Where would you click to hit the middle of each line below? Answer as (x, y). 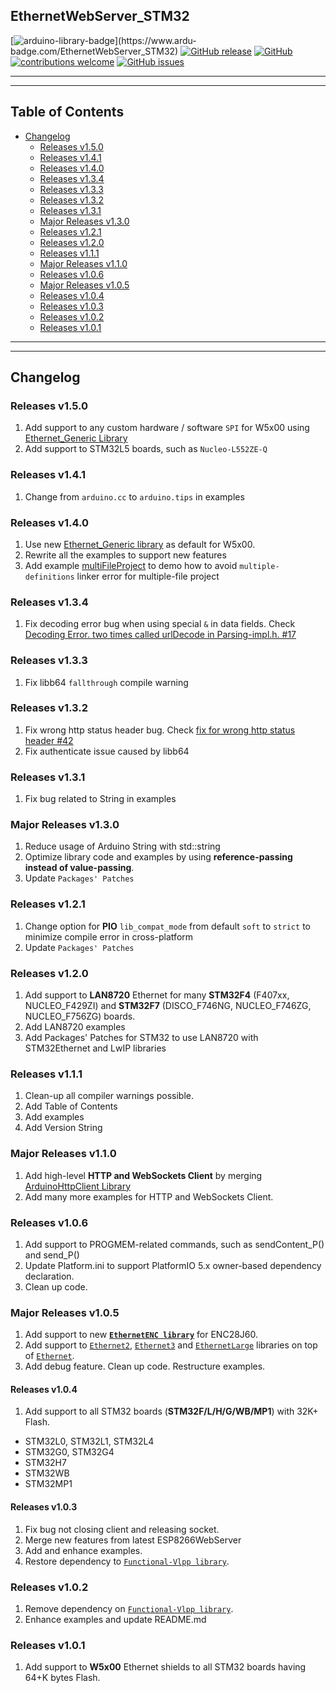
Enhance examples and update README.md (115, 1619)
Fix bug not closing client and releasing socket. (122, 1529)
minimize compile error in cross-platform (109, 936)
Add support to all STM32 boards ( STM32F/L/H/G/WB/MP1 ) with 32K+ (171, 1411)
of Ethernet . (49, 1356)
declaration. (49, 1276)
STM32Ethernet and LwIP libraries (95, 1048)
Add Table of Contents (71, 1106)
